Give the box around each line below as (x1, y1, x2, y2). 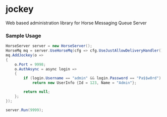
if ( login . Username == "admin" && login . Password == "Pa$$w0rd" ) (23, 76, 162, 81)
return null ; (23, 89, 51, 95)
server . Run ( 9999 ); (5, 108, 44, 113)
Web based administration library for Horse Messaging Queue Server (5, 20, 147, 26)
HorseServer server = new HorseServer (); (5, 44, 93, 49)
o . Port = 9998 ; (14, 62, 46, 67)
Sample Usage (5, 32, 42, 39)
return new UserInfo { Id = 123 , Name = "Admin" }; (32, 80, 137, 85)
